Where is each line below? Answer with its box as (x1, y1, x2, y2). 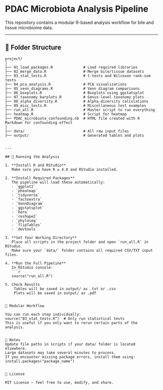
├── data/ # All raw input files (5, 129, 130, 133)
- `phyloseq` (11, 218, 38, 223)
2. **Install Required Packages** (5, 175, 75, 181)
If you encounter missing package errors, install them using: (5, 354, 136, 359)
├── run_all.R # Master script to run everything (5, 107, 155, 112)
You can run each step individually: (5, 312, 81, 317)
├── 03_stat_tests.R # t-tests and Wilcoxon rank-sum (5, 73, 151, 78)
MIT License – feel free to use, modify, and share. (5, 380, 114, 385)
